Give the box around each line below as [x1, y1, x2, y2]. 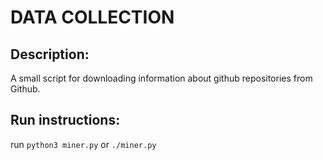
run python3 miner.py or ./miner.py [10, 138, 157, 150]
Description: [10, 46, 90, 63]
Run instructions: [10, 112, 121, 129]
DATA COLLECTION [10, 6, 175, 29]
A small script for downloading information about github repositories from [10, 72, 313, 84]
